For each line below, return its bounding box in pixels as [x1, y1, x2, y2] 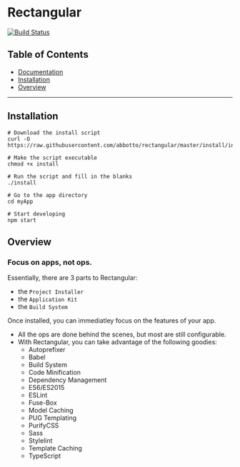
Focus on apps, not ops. [7, 257, 93, 267]
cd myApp [7, 198, 34, 205]
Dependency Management [28, 376, 107, 384]
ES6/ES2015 [28, 383, 65, 392]
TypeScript [28, 451, 61, 461]
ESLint [28, 391, 48, 400]
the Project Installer [17, 287, 84, 296]
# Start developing [7, 210, 66, 218]
